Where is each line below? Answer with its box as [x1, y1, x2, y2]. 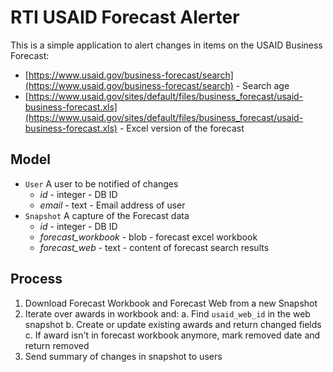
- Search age [235, 79, 290, 91]
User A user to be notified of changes [24, 177, 179, 190]
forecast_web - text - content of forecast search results [39, 241, 270, 253]
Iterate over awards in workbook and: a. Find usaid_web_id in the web [24, 307, 311, 320]
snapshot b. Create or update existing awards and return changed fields [24, 318, 322, 330]
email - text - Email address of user [39, 199, 186, 211]
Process [10, 271, 63, 288]
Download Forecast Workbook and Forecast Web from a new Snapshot [24, 297, 318, 309]
